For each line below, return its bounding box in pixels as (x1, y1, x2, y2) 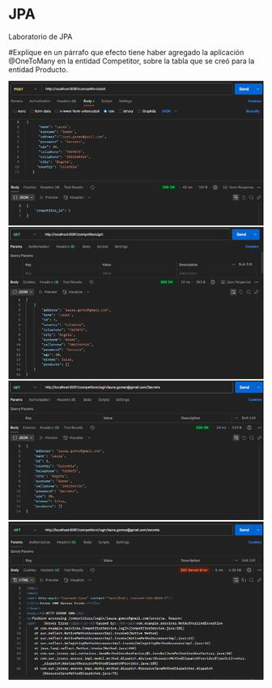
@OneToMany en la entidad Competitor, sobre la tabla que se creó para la (8, 56, 255, 66)
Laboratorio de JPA (8, 32, 73, 41)
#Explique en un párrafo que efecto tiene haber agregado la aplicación (8, 47, 244, 57)
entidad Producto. (8, 64, 69, 74)
